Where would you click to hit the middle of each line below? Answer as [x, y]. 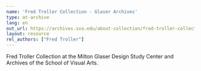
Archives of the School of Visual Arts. [52, 63]
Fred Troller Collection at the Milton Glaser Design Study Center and [90, 56]
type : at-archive [28, 17]
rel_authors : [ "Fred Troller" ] [45, 39]
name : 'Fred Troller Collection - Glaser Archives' [72, 12]
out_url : [17, 28]
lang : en [17, 23]
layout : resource [28, 34]
